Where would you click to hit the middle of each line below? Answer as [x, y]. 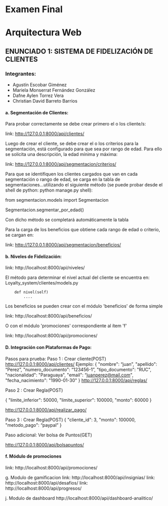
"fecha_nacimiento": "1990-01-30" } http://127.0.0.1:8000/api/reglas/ [76, 380]
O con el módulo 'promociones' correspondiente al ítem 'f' [66, 326]
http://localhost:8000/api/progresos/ [44, 488]
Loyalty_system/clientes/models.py [42, 283]
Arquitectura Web [44, 33]
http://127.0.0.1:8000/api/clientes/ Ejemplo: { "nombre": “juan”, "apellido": [81, 364]
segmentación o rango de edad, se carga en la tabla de [63, 179]
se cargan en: [19, 235]
